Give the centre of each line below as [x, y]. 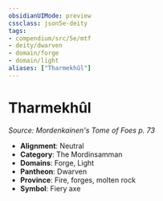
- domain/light [34, 61]
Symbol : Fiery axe [50, 188]
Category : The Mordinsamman [71, 154]
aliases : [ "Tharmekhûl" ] [50, 68]
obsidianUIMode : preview [50, 16]
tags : [17, 31]
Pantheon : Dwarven [53, 171]
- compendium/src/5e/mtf [50, 38]
